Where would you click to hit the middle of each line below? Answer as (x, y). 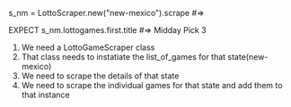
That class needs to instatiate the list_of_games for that (123, 57)
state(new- (248, 57)
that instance (46, 95)
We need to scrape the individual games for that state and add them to (152, 85)
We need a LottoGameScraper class (88, 47)
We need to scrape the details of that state (100, 76)
